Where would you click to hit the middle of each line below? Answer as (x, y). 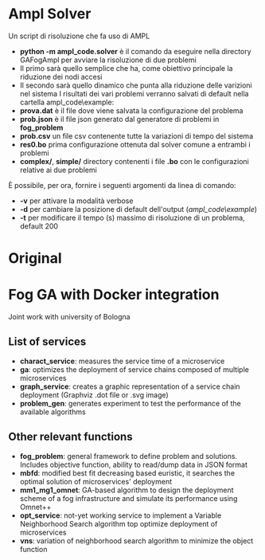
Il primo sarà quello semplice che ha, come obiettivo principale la (126, 68)
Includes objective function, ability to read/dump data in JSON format (134, 464)
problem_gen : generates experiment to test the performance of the (130, 403)
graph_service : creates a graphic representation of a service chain (130, 386)
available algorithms (53, 412)
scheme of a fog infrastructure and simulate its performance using (129, 498)
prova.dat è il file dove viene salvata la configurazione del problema (131, 110)
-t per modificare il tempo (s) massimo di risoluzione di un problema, (132, 217)
